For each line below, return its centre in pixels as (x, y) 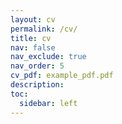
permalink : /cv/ (44, 29)
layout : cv (33, 19)
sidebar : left (48, 103)
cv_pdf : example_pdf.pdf (62, 76)
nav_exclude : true (48, 57)
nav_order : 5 (37, 66)
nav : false (33, 47)
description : (37, 85)
